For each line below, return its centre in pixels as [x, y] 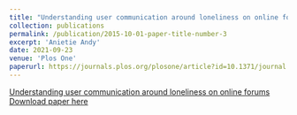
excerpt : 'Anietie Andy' [55, 42]
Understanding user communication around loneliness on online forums [140, 92]
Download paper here [49, 101]
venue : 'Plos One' [43, 58]
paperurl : [27, 67]
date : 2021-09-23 [41, 50]
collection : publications [57, 26]
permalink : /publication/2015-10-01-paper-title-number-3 [118, 34]
